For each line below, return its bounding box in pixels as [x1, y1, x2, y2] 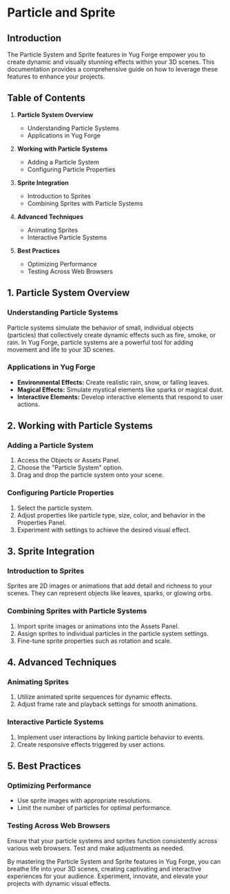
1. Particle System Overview [7, 287, 130, 299]
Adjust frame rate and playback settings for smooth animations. [17, 700, 198, 708]
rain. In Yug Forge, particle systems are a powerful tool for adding [7, 338, 194, 346]
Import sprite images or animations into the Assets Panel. [17, 621, 180, 630]
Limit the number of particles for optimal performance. [17, 804, 172, 812]
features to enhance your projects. [7, 72, 105, 81]
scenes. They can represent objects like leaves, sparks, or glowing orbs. [7, 589, 213, 597]
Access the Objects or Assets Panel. [17, 456, 121, 465]
